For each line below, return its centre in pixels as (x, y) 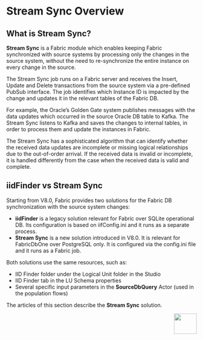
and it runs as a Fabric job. (48, 250)
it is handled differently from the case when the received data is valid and (98, 160)
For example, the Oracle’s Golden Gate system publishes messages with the (101, 110)
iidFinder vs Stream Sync (54, 186)
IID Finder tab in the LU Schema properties (68, 280)
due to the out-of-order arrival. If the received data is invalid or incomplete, (100, 154)
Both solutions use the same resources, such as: (67, 262)
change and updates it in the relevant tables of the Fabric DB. (82, 98)
